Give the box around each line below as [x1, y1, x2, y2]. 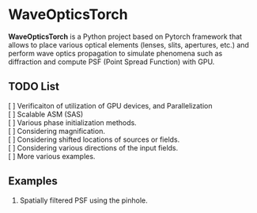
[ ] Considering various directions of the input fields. [8, 143, 179, 152]
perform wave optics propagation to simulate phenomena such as [8, 48, 223, 58]
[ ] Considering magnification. [8, 126, 105, 135]
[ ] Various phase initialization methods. [8, 117, 137, 127]
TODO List [8, 80, 59, 93]
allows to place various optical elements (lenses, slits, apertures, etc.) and [8, 40, 249, 49]
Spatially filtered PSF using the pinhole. [19, 196, 148, 205]
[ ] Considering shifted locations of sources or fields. [8, 135, 180, 144]
